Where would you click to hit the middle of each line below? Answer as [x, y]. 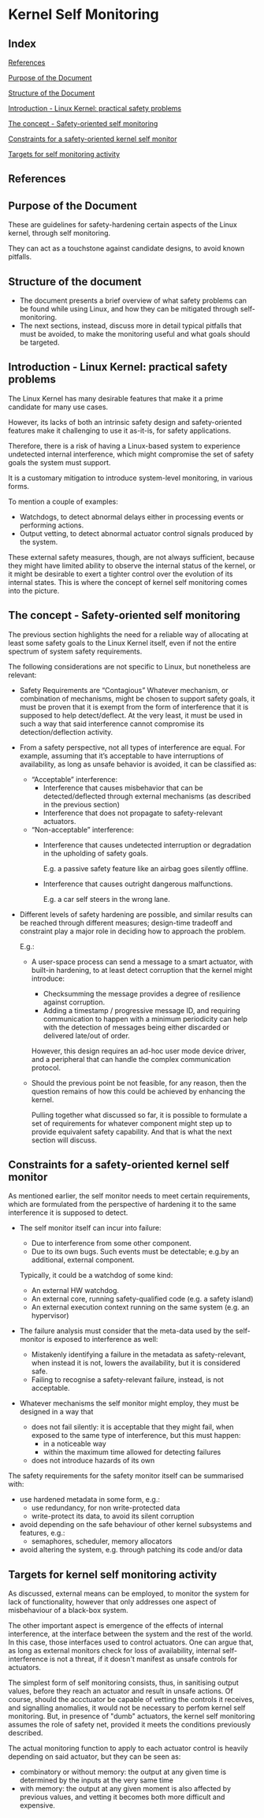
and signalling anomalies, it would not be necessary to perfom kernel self [127, 1708]
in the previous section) [81, 804]
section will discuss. [64, 1140]
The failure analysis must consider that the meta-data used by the [126, 1331]
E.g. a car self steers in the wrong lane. [107, 899]
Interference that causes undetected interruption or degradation [147, 844]
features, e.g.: [42, 1533]
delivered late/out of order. [86, 1035]
